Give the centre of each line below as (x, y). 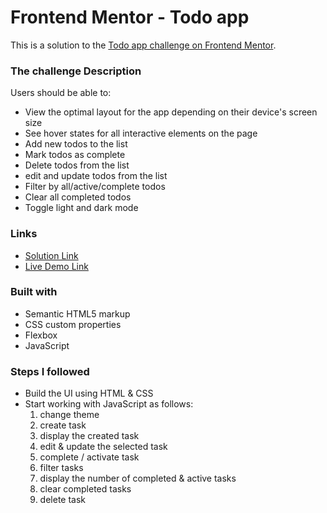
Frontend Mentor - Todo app (130, 17)
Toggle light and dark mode (81, 208)
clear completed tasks (85, 489)
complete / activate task (89, 457)
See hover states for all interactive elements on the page (141, 133)
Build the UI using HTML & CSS (89, 393)
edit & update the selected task (103, 447)
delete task (63, 500)
